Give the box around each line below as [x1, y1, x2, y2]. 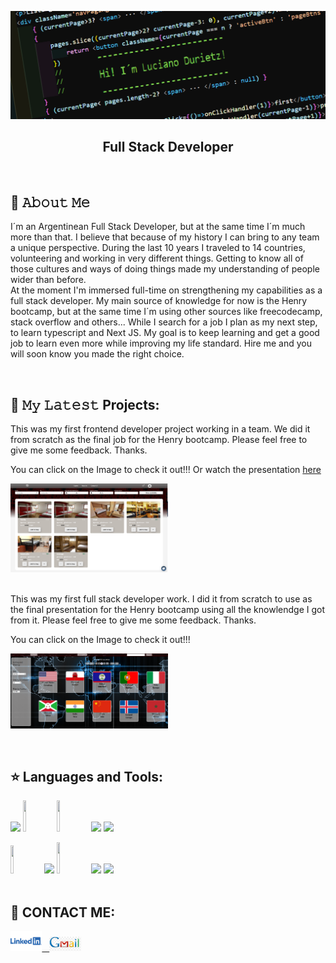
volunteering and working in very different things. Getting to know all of [10, 252, 304, 265]
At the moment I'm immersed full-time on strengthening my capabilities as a [10, 284, 323, 296]
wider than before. [10, 274, 87, 286]
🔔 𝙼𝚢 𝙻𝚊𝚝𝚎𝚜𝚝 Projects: [10, 396, 160, 413]
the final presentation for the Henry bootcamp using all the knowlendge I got [10, 603, 325, 615]
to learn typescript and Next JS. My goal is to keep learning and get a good [10, 327, 320, 339]
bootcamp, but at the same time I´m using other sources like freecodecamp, [10, 306, 323, 318]
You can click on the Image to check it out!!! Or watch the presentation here [10, 464, 322, 476]
